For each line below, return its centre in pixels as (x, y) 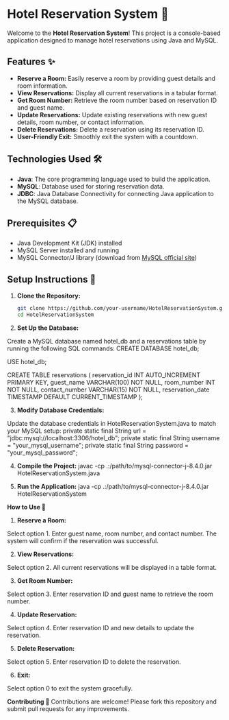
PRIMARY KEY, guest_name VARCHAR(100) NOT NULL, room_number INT (111, 382)
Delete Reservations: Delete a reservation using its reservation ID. (110, 129)
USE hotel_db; (27, 361)
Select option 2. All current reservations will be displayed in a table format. (112, 567)
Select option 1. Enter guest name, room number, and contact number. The (112, 533)
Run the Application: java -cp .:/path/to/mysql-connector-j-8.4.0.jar (113, 486)
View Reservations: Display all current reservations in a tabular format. (118, 93)
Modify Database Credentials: (60, 410)
